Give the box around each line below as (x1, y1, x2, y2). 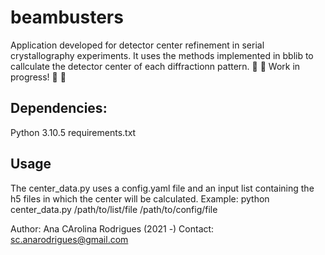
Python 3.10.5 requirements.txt (10, 126, 137, 138)
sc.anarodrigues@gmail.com (10, 233, 129, 245)
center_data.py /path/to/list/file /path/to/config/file (10, 203, 218, 215)
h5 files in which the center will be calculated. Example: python (10, 192, 270, 205)
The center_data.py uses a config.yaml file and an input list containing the (10, 182, 315, 194)
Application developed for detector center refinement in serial (10, 39, 265, 51)
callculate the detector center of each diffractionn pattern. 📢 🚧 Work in (10, 60, 301, 72)
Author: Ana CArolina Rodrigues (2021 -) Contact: (10, 222, 215, 235)
